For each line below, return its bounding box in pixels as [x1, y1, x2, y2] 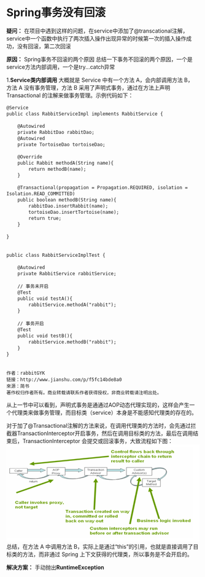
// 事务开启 [17, 320, 44, 326]
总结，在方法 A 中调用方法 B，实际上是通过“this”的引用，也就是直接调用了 [6, 543, 193, 550]
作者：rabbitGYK [6, 370, 45, 376]
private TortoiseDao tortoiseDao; [17, 141, 106, 147]
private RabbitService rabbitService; [17, 270, 117, 277]
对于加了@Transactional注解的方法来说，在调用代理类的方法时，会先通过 [6, 422, 191, 429]
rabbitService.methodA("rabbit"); [28, 302, 117, 308]
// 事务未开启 [17, 283, 49, 289]
